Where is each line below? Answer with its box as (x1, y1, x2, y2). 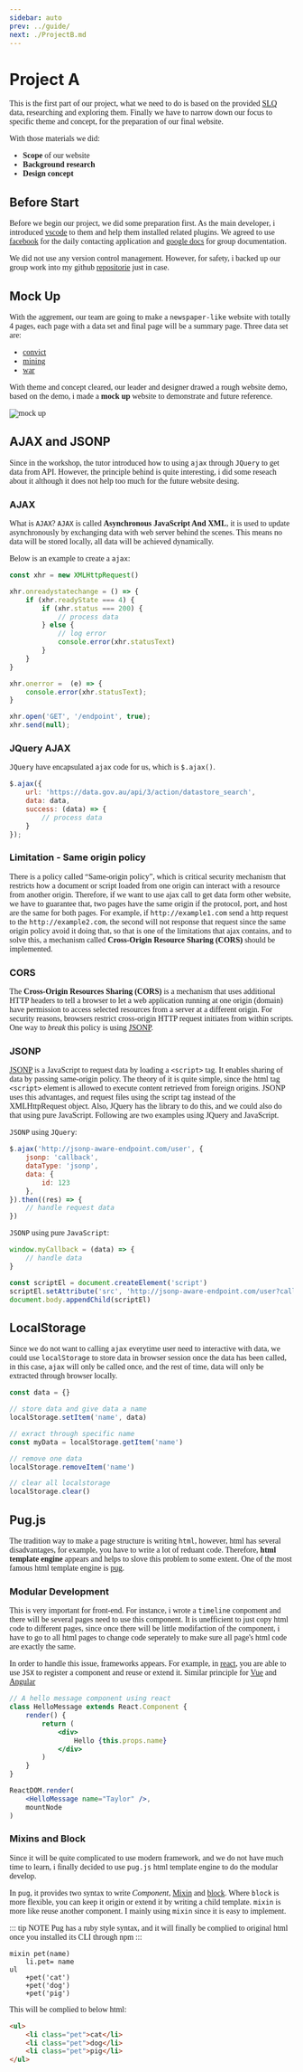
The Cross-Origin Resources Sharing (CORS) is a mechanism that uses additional (9, 987, 276, 997)
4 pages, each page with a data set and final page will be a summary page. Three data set (9, 321, 289, 331)
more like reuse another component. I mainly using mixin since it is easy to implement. (9, 1906, 287, 1916)
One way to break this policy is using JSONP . (9, 1023, 154, 1033)
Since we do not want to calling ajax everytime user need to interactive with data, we (9, 1344, 281, 1354)
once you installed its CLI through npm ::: (9, 1932, 142, 1942)
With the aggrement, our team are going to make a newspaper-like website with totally (9, 312, 291, 322)
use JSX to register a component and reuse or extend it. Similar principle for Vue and (9, 1668, 277, 1678)
